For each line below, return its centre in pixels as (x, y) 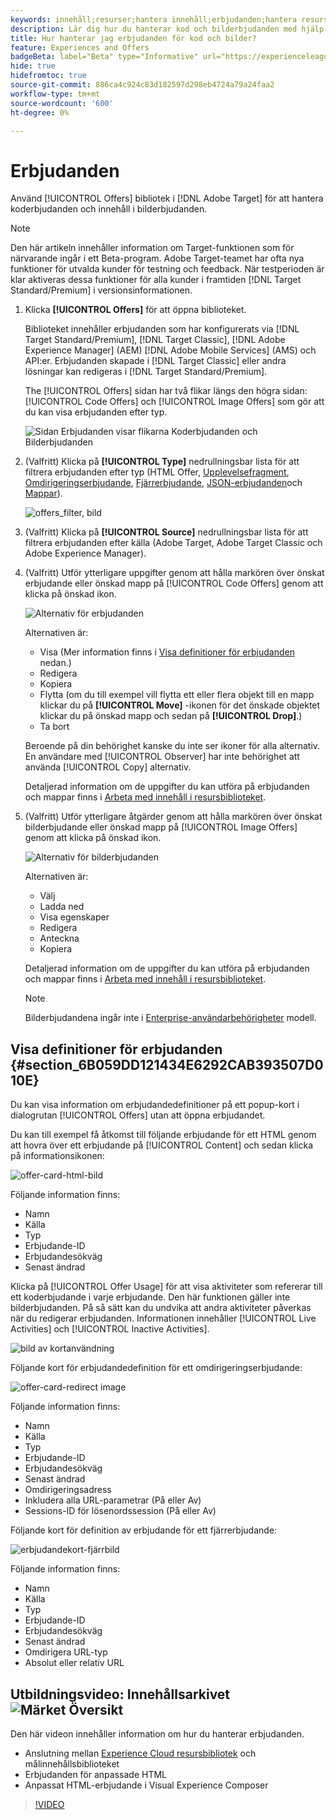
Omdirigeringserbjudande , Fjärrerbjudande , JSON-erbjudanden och (163, 483)
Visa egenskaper (74, 917)
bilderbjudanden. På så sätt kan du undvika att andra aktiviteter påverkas (161, 1308)
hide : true (33, 66)
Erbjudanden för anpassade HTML (95, 1774)
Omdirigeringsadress (68, 1490)
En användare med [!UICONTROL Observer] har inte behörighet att (162, 757)
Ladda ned (62, 907)
